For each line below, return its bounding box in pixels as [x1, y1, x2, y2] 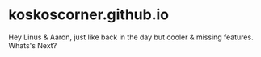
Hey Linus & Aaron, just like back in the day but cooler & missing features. [8, 32, 254, 42]
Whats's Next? [8, 40, 57, 50]
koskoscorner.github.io [8, 6, 170, 24]
